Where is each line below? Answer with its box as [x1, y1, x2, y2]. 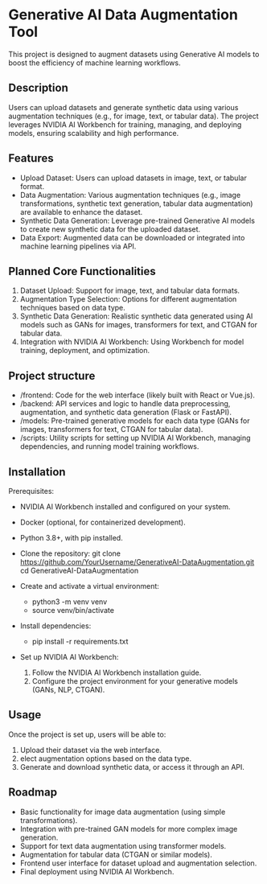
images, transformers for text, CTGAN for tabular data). [19, 425, 203, 434]
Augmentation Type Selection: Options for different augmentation [19, 294, 237, 304]
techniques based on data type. [19, 303, 126, 313]
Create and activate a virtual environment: [19, 582, 159, 590]
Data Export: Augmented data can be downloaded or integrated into [19, 232, 245, 242]
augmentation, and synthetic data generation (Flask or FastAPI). [19, 408, 232, 417]
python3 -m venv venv [31, 597, 108, 606]
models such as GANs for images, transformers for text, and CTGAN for [19, 320, 258, 330]
